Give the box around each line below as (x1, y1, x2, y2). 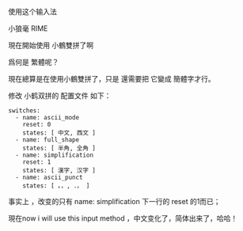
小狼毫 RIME (8, 24, 48, 33)
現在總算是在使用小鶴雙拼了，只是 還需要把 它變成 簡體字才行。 (8, 74, 215, 83)
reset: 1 (22, 158, 51, 166)
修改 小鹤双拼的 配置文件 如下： (8, 91, 112, 100)
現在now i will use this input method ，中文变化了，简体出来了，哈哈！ (8, 214, 238, 223)
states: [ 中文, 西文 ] (22, 129, 97, 137)
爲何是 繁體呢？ (8, 58, 59, 66)
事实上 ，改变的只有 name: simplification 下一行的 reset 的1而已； (8, 197, 221, 206)
